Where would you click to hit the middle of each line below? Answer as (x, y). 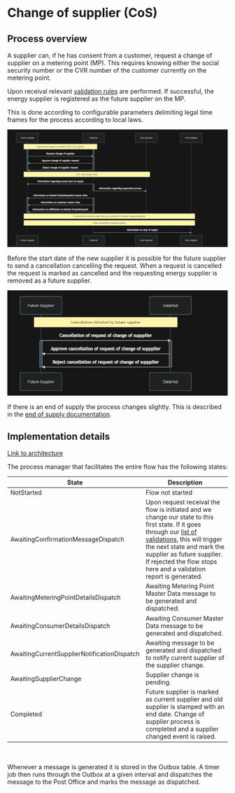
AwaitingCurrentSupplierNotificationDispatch (75, 654)
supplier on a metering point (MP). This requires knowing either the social (113, 63)
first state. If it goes (173, 524)
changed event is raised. (181, 736)
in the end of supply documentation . (59, 415)
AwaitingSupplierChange (46, 678)
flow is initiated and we (179, 510)
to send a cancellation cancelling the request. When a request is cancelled (115, 265)
